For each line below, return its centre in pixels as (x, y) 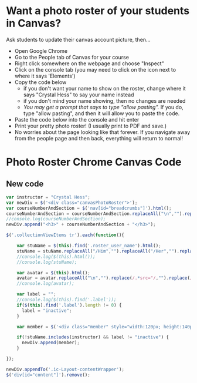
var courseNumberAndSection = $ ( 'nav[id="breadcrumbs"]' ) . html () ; (89, 208)
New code (25, 184)
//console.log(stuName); (47, 262)
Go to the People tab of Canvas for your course (72, 57)
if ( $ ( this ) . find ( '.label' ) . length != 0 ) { (69, 305)
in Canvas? (34, 23)
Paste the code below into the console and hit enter (77, 119)
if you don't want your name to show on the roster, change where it (104, 88)
